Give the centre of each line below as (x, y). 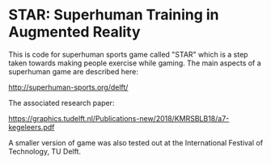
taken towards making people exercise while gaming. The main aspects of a (135, 63)
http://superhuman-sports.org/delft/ (68, 87)
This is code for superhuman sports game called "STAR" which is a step (128, 54)
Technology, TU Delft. (45, 151)
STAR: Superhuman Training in (114, 15)
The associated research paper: (61, 103)
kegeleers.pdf (32, 127)
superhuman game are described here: (74, 71)
